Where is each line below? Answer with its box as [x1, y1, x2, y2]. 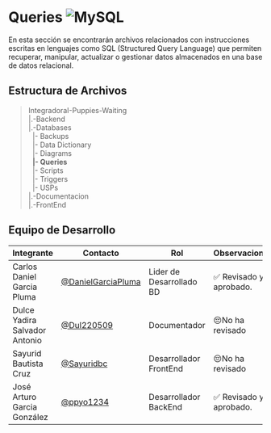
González [12, 411, 48, 422]
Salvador [12, 324, 47, 335]
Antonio [12, 334, 43, 346]
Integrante [12, 247, 54, 259]
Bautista [12, 358, 44, 369]
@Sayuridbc [60, 358, 108, 369]
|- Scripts [31, 166, 64, 175]
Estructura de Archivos [8, 84, 127, 98]
